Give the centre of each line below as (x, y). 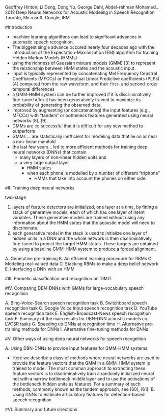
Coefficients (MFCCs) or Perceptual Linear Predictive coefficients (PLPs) (86, 79)
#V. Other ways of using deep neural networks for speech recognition (76, 339)
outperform (24, 131)
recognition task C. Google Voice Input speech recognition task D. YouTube (81, 308)
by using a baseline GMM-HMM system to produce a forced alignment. (84, 249)
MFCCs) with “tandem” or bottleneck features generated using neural (82, 115)
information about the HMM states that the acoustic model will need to (83, 223)
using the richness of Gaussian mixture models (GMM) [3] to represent (84, 63)
